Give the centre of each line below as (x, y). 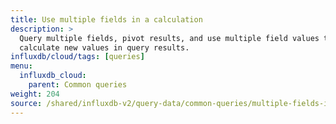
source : (26, 103)
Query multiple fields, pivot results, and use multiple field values (169, 38)
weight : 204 (35, 94)
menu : (21, 66)
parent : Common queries (78, 85)
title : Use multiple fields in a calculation (106, 19)
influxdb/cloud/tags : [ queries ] (77, 57)
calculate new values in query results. (104, 47)
